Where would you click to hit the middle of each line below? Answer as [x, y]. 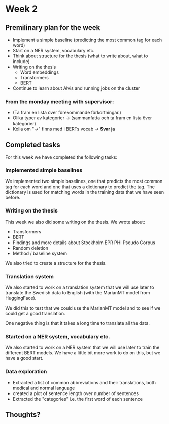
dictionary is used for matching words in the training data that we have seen [84, 192]
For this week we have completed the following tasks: [61, 157]
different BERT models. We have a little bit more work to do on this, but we [83, 353]
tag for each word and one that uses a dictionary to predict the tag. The [80, 187]
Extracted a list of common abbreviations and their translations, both [84, 382]
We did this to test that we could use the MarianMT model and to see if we [83, 308]
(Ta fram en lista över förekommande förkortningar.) [67, 113]
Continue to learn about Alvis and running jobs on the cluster [76, 88]
